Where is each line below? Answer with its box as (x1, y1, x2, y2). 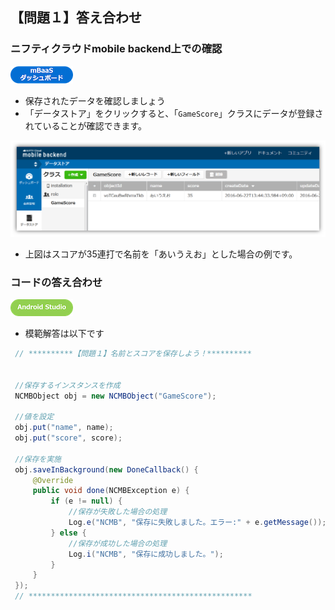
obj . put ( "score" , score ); (14, 433, 123, 443)
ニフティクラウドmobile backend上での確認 (10, 42, 223, 56)
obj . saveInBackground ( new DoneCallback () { (14, 464, 199, 475)
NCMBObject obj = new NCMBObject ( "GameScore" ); (14, 391, 217, 401)
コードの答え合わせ (10, 275, 103, 289)
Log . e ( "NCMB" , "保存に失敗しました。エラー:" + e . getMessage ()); (68, 518, 327, 528)
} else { (50, 528, 87, 538)
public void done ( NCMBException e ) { (32, 486, 190, 496)
